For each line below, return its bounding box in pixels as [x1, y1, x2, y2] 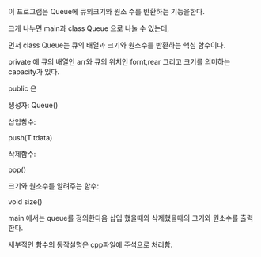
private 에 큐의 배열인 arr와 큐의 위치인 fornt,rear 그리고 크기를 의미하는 [8, 58, 231, 66]
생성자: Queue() [8, 101, 59, 110]
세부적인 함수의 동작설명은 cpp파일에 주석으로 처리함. [8, 240, 173, 249]
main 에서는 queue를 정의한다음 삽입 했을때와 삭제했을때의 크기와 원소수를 [8, 214, 239, 222]
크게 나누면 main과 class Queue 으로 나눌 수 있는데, [8, 24, 170, 33]
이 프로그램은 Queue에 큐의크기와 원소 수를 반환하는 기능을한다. [8, 7, 206, 16]
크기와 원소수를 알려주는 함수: [8, 181, 100, 191]
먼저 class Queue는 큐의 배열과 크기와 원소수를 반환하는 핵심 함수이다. [8, 40, 226, 50]
